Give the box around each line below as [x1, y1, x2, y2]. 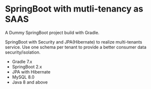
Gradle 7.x [12, 59, 32, 64]
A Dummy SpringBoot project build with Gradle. [5, 30, 100, 35]
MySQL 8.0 [12, 74, 35, 80]
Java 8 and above [12, 79, 48, 85]
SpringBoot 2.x [12, 64, 42, 70]
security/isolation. [5, 49, 41, 55]
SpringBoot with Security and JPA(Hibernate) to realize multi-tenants [5, 39, 142, 44]
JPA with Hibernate [12, 69, 51, 74]
